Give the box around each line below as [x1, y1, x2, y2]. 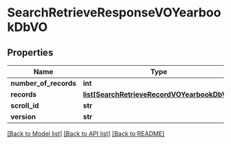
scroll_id [10, 101, 39, 110]
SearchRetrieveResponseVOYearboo [7, 5, 221, 21]
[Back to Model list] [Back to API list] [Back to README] [7, 130, 165, 138]
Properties [7, 47, 54, 58]
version [10, 112, 36, 121]
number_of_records [10, 79, 77, 88]
